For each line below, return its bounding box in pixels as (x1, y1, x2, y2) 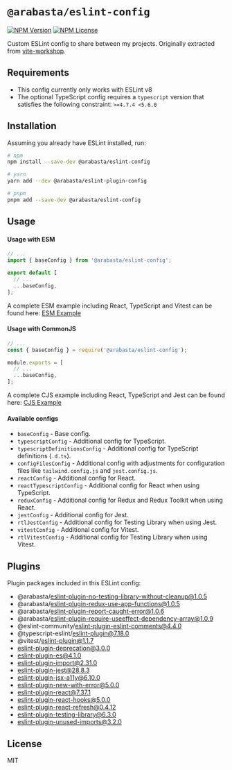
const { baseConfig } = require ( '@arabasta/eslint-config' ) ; (7, 346, 188, 353)
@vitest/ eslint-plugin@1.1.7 (17, 637, 94, 645)
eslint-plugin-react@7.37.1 (17, 688, 91, 696)
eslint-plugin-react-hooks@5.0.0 (17, 696, 111, 704)
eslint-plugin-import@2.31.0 (17, 659, 98, 667)
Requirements (7, 67, 69, 78)
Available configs (7, 414, 59, 422)
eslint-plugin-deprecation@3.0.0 (17, 644, 111, 653)
